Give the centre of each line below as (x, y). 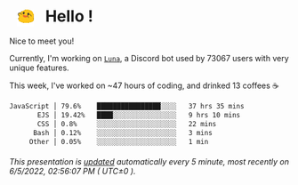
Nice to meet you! (42, 41)
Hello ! (69, 16)
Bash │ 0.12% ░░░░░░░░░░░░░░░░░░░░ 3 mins (123, 133)
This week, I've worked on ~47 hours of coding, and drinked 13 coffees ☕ (145, 85)
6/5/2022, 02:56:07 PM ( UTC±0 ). (72, 171)
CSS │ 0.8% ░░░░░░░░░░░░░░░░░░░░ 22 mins (127, 125)
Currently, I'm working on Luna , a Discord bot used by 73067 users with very (149, 59)
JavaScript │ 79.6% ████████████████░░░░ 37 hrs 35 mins (127, 107)
